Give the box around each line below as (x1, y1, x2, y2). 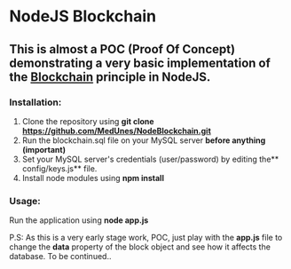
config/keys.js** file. (21, 162, 98, 174)
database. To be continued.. (9, 251, 112, 262)
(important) (21, 144, 67, 154)
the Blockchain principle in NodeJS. (9, 69, 211, 84)
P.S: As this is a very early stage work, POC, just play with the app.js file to (9, 233, 283, 243)
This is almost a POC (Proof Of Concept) (9, 42, 236, 57)
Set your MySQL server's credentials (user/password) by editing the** (21, 154, 279, 164)
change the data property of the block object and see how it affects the (9, 241, 271, 252)
